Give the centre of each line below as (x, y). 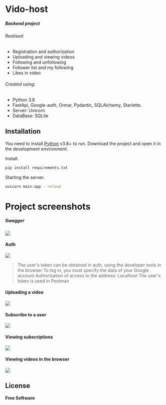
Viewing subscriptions (29, 337)
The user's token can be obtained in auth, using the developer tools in (89, 265)
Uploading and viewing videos (43, 57)
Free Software (20, 398)
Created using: (20, 84)
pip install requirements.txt (37, 168)
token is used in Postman (43, 281)
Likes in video (26, 73)
